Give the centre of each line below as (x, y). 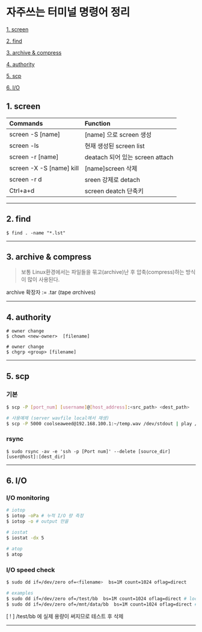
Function (97, 123)
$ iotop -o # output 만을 (38, 521)
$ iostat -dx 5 (25, 538)
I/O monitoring (28, 498)
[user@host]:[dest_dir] (36, 457)
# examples (20, 593)
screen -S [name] (35, 134)
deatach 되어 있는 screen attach (129, 157)
